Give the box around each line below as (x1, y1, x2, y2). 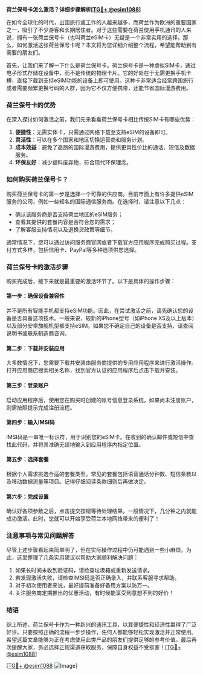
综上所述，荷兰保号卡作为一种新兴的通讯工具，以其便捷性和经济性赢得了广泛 (6, 621, 197, 628)
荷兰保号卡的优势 (6, 101, 56, 109)
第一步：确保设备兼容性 (6, 292, 65, 299)
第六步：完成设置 (6, 493, 49, 500)
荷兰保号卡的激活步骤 (6, 263, 68, 271)
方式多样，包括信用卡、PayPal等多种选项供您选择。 (11, 246, 140, 253)
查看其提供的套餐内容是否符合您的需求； (14, 218, 116, 225)
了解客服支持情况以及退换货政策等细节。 (14, 226, 116, 233)
